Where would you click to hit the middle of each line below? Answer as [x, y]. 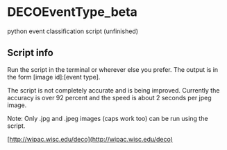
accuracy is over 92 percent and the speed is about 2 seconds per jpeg [109, 97]
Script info [30, 53]
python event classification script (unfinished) [73, 31]
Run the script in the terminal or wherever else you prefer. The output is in [113, 69]
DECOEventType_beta [72, 12]
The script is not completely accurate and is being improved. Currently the [113, 90]
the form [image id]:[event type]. [54, 77]
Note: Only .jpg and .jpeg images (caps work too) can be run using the [108, 118]
